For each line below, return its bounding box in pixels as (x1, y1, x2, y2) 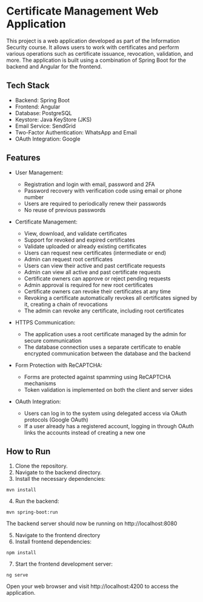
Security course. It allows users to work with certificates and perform (6, 44, 179, 51)
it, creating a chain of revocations (24, 300, 108, 308)
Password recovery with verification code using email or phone (24, 187, 182, 194)
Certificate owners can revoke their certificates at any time (24, 288, 171, 295)
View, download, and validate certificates (24, 230, 127, 237)
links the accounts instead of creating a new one (24, 429, 146, 436)
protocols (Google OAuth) (24, 416, 89, 423)
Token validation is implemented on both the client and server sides (24, 386, 193, 393)
